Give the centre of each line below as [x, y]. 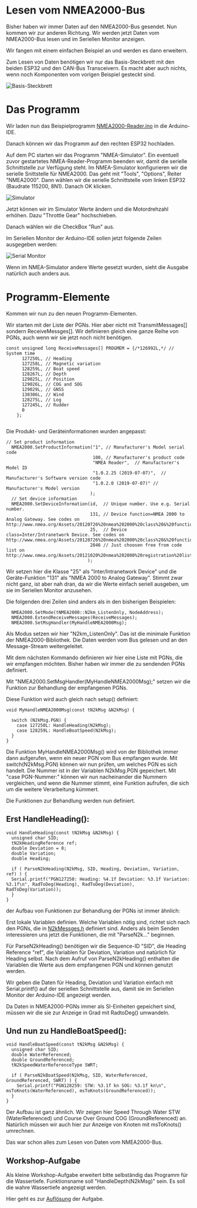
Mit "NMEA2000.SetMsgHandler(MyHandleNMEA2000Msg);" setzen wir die [98, 681]
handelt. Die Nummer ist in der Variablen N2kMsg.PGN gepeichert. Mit [91, 770]
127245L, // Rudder [45, 405]
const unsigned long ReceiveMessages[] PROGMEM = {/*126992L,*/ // [90, 348]
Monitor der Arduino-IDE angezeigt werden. [59, 995]
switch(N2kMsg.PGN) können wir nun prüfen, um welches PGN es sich [92, 764]
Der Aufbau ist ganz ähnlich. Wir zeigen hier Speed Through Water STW [93, 1112]
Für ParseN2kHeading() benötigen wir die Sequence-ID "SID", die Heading [96, 946]
